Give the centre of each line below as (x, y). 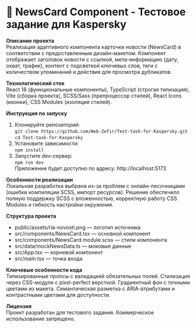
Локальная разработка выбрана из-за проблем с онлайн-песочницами (96, 186)
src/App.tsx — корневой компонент (59, 252)
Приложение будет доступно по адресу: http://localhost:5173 (90, 168)
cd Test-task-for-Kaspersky (49, 137)
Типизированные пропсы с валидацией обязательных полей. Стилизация (98, 276)
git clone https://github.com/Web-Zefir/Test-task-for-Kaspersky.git (101, 131)
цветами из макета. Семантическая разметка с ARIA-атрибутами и (91, 288)
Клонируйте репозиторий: (47, 124)
